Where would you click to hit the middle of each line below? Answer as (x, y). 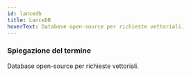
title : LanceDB (29, 20)
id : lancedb (24, 14)
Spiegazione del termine (49, 51)
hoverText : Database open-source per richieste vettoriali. (96, 26)
